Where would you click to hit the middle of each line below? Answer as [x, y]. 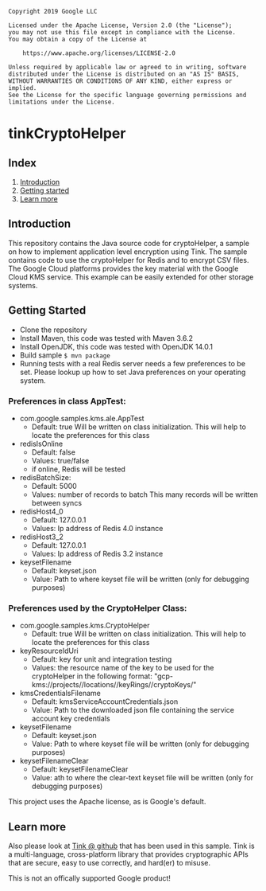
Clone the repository [53, 330]
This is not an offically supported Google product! [89, 878]
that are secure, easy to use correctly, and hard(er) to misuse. [109, 863]
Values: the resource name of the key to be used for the [123, 668]
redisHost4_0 [41, 511]
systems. [23, 285]
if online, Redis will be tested [78, 469]
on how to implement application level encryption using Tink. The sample [128, 252]
